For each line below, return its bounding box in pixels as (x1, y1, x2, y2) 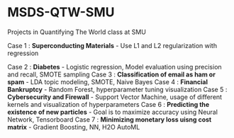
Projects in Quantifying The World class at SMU (7, 28, 147, 36)
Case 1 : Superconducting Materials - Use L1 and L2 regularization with (7, 41, 218, 50)
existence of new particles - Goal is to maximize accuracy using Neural (7, 108, 218, 116)
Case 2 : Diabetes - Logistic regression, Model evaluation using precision (7, 62, 222, 71)
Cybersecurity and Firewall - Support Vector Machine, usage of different (7, 93, 222, 101)
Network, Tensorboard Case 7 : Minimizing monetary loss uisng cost (7, 115, 212, 124)
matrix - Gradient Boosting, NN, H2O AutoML (7, 122, 140, 131)
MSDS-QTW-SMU (7, 4, 115, 21)
